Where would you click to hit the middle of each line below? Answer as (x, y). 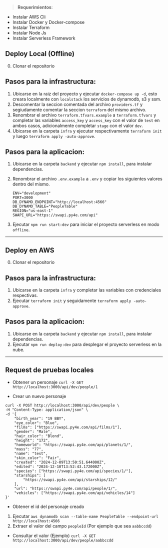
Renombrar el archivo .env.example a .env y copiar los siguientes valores (87, 179)
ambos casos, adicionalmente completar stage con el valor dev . (78, 125)
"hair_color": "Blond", (39, 436)
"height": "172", (32, 440)
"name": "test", (31, 453)
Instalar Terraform (31, 27)
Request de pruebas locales (49, 370)
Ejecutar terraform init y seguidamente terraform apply (72, 301)
